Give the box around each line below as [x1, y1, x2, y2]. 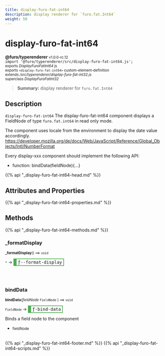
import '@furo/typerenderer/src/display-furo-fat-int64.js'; [5, 59, 133, 64]
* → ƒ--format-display [5, 259, 63, 265]
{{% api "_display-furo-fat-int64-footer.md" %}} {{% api [5, 340, 119, 346]
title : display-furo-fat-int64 [5, 7, 69, 12]
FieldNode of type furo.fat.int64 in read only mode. [5, 118, 113, 124]
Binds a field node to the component [5, 316, 79, 322]
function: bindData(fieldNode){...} [12, 163, 80, 169]
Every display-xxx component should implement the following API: [5, 153, 139, 159]
